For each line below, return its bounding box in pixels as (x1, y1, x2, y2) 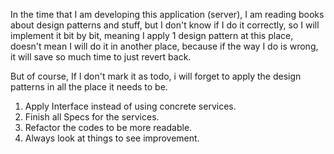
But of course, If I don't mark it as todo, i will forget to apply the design (10, 70, 302, 82)
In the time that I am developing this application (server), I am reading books (10, 9, 325, 20)
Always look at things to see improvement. (24, 132, 200, 144)
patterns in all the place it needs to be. (10, 81, 168, 93)
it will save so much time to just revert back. (10, 51, 192, 63)
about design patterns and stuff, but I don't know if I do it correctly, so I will (10, 19, 320, 31)
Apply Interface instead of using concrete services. (24, 100, 237, 112)
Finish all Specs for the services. (24, 111, 160, 123)
